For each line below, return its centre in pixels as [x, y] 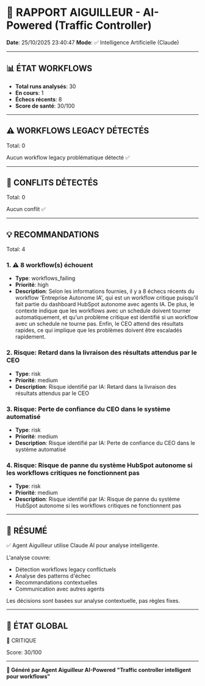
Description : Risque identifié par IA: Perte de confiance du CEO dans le [105, 443]
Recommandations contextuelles [56, 583]
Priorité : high [32, 285]
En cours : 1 [29, 93]
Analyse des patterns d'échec [53, 576]
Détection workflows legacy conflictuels [66, 570]
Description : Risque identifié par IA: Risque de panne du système [97, 499]
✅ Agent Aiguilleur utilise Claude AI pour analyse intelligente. [83, 545]
